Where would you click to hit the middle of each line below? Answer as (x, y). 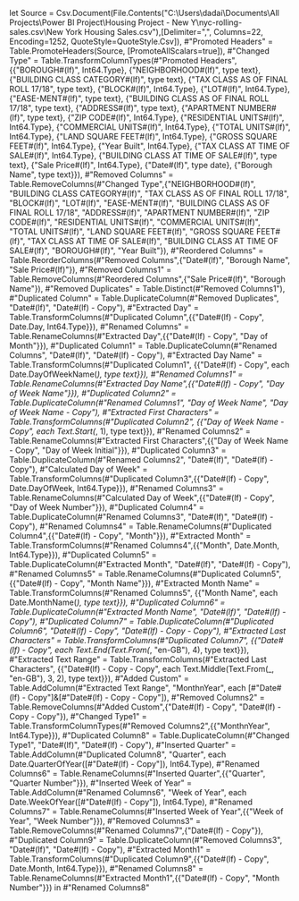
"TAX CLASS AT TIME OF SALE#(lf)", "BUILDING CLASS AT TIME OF (153, 241)
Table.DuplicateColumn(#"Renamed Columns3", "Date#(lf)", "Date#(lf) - (141, 517)
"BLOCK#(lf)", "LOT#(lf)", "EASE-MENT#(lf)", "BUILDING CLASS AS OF (140, 203)
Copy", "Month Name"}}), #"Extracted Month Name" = (160, 583)
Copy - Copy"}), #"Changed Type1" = (78, 716)
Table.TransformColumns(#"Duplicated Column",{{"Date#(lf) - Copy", (137, 317)
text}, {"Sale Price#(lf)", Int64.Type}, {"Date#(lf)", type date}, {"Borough (141, 165)
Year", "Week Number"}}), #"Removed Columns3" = (105, 821)
